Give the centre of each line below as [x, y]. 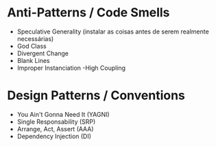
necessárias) [35, 38]
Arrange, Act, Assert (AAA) [55, 129]
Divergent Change [43, 53]
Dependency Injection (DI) [54, 136]
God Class [32, 46]
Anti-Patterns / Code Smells [88, 13]
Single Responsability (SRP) [56, 122]
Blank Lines [33, 60]
